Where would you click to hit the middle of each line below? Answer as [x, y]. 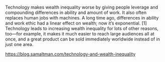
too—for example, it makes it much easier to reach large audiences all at [80, 34]
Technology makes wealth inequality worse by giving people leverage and [82, 7]
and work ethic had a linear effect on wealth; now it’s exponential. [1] [76, 23]
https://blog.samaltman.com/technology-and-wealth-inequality [70, 54]
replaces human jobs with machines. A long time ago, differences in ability [82, 18]
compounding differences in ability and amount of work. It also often [76, 12]
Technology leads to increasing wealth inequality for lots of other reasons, [82, 28]
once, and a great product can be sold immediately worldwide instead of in [83, 39]
